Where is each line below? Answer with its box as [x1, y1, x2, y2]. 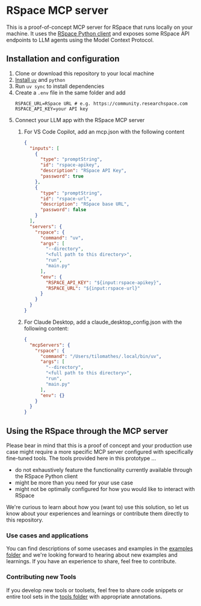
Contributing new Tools [6, 573, 76, 581]
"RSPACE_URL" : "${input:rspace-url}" [45, 285, 140, 291]
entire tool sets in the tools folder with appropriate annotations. [6, 593, 162, 600]
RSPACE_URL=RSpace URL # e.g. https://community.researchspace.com [14, 100, 188, 107]
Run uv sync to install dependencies [14, 82, 105, 90]
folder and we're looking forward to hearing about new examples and [6, 551, 178, 558]
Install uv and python [14, 76, 66, 83]
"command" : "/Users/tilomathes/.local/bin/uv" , [40, 353, 162, 359]
